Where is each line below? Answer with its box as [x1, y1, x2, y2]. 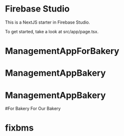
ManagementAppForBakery [5, 46, 120, 56]
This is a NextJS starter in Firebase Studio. [5, 19, 91, 25]
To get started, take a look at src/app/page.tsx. [5, 28, 99, 34]
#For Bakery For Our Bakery [5, 106, 61, 111]
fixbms [5, 122, 34, 134]
